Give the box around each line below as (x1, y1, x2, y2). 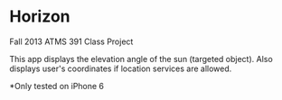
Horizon (9, 6, 70, 27)
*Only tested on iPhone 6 (9, 80, 105, 91)
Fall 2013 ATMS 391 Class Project (9, 36, 134, 47)
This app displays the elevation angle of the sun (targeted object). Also (9, 53, 273, 64)
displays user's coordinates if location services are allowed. (9, 63, 232, 74)
